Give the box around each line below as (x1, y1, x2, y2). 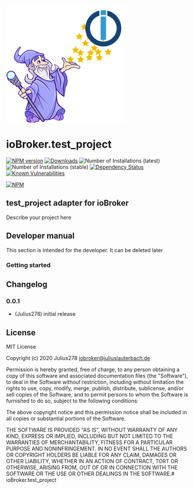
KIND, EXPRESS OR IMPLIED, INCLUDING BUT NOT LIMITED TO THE (6, 432, 173, 440)
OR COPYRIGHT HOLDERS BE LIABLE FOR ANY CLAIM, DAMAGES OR (6, 451, 177, 458)
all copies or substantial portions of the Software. (6, 415, 126, 422)
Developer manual (6, 231, 75, 241)
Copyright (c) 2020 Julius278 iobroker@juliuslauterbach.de (6, 354, 150, 361)
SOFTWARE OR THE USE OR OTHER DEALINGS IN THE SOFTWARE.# (6, 470, 175, 477)
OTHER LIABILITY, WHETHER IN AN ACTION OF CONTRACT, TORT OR (6, 457, 178, 464)
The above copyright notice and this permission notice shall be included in (6, 408, 187, 415)
